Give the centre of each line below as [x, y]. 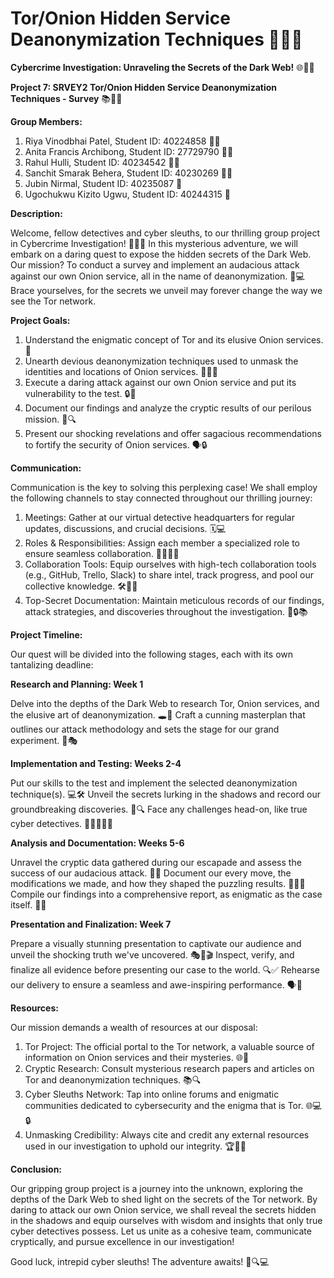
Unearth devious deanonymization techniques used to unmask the [161, 361]
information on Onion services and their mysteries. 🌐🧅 [137, 1057]
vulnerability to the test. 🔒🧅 [80, 393]
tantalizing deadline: [52, 664]
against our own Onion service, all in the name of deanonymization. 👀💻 [157, 276]
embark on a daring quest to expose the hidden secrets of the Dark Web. [161, 254]
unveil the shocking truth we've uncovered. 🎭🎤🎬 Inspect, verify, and [152, 954]
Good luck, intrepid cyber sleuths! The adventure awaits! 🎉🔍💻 [140, 1261]
